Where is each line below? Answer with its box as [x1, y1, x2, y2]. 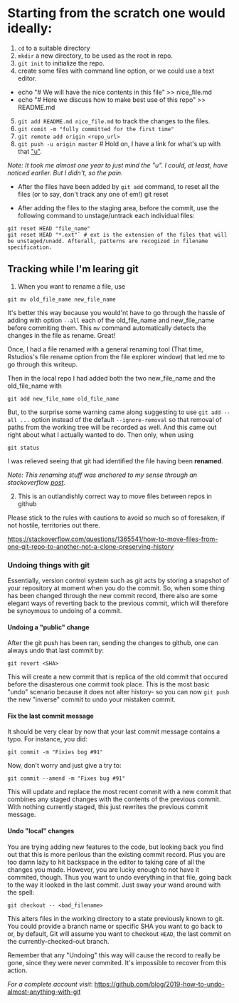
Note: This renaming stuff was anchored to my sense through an [7, 470, 198, 479]
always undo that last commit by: [7, 647, 105, 655]
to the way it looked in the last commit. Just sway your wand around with [7, 880, 221, 889]
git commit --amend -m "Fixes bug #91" [7, 775, 126, 782]
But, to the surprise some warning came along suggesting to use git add [7, 408, 221, 416]
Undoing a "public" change [7, 622, 90, 632]
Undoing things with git [7, 560, 90, 570]
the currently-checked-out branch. [7, 937, 110, 945]
